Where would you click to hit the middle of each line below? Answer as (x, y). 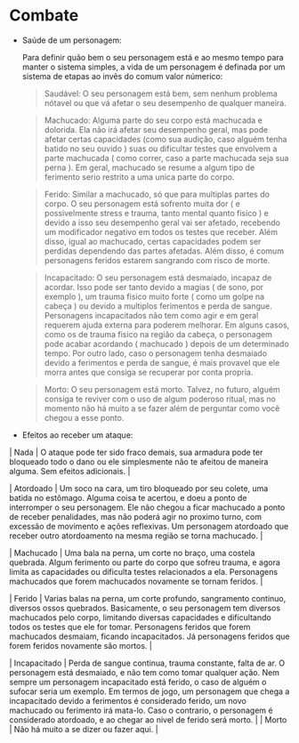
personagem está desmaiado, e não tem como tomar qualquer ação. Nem (145, 672)
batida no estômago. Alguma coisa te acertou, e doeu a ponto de (128, 497)
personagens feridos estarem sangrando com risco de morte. (157, 260)
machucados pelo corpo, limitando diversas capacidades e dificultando (140, 617)
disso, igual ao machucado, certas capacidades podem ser (153, 241)
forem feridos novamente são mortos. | (81, 645)
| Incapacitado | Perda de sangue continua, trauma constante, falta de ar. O (147, 663)
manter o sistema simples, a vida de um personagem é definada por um (154, 67)
